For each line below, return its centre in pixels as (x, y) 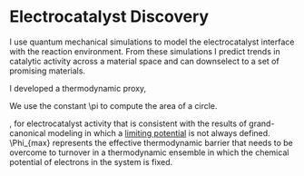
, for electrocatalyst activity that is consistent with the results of (128, 123)
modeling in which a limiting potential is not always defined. (159, 132)
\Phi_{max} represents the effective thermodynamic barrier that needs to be (151, 142)
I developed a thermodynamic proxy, (78, 88)
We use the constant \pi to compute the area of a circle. (113, 105)
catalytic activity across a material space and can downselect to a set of (144, 61)
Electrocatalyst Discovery (109, 17)
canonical (28, 132)
